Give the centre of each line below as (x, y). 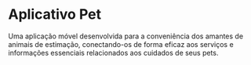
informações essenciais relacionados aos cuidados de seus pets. (113, 52)
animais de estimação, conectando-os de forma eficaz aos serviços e (121, 44)
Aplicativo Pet (55, 14)
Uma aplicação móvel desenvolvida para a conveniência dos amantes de (126, 36)
